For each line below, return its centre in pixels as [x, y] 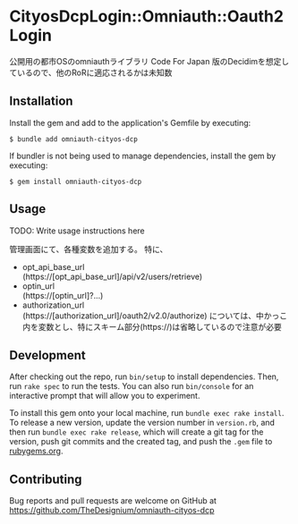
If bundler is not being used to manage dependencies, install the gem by [143, 156]
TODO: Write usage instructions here [77, 231]
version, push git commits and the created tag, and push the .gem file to [141, 442]
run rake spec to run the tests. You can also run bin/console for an [132, 386]
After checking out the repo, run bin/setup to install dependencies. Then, [144, 376]
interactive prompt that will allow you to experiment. [105, 396]
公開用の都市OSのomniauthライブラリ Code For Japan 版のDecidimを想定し [149, 61]
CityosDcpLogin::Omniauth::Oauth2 [147, 17]
